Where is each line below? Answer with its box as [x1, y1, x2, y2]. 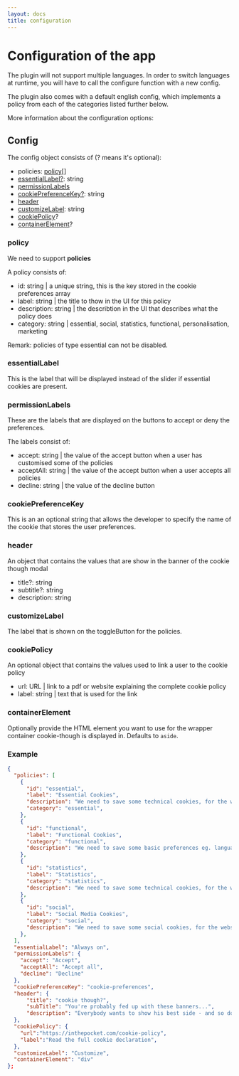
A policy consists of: [7, 267, 68, 276]
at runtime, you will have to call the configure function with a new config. [7, 79, 221, 87]
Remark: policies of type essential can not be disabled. [7, 341, 169, 349]
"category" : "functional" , [26, 838, 107, 845]
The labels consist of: [7, 437, 71, 446]
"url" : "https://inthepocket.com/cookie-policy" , [20, 1029, 167, 1037]
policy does [17, 311, 52, 320]
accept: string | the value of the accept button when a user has [17, 451, 203, 459]
